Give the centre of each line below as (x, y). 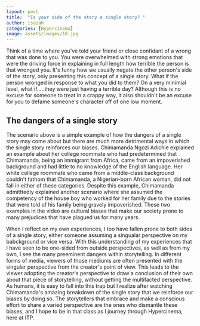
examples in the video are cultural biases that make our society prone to (95, 211)
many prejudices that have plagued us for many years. (73, 217)
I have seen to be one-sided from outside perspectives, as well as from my (98, 248)
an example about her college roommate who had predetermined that (92, 153)
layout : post (22, 12)
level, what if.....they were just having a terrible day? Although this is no (93, 89)
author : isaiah (25, 23)
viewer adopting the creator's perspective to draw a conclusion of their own (99, 273)
